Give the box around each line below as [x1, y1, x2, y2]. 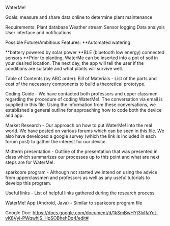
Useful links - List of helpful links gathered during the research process [5, 190, 155, 196]
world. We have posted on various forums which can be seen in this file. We [5, 128, 164, 134]
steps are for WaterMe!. [5, 159, 55, 165]
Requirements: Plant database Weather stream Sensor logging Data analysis [5, 24, 165, 30]
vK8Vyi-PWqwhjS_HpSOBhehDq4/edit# [5, 215, 89, 221]
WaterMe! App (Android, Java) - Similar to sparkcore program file [5, 200, 143, 206]
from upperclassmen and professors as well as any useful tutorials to [5, 174, 150, 181]
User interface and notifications [5, 30, 72, 35]
